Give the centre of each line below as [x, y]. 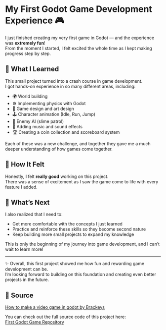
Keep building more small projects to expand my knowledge [73, 234]
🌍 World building [30, 96]
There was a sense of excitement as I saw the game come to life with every [82, 181]
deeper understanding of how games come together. [59, 149]
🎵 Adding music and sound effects [47, 126]
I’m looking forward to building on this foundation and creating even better [81, 275]
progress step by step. [28, 54]
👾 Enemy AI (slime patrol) [38, 121]
